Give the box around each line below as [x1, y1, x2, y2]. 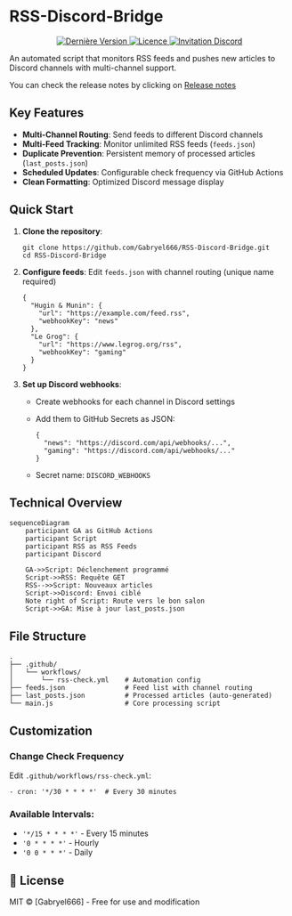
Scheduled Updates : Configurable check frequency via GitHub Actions [21, 166, 284, 177]
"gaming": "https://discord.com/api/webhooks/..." [43, 446, 236, 455]
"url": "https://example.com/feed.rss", [38, 309, 191, 318]
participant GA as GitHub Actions [25, 527, 153, 536]
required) [21, 276, 57, 287]
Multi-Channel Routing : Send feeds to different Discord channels [21, 129, 264, 140]
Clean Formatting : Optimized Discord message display [21, 176, 224, 187]
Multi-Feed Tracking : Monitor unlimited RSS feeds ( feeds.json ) [21, 138, 256, 149]
